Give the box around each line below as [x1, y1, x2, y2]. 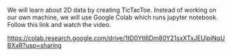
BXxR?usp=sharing [7, 41, 63, 49]
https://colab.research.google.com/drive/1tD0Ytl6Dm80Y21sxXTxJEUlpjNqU [7, 34, 226, 42]
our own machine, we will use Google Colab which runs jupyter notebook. [7, 13, 218, 21]
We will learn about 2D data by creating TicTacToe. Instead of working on [7, 6, 217, 14]
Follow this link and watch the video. [7, 21, 111, 28]
